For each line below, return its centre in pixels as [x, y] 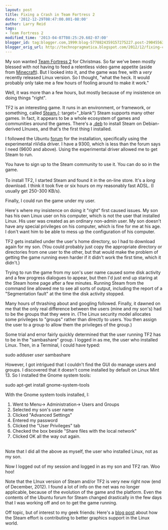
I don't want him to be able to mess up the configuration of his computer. [80, 232]
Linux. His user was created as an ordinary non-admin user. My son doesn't [83, 221]
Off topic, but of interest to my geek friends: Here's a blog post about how [81, 512]
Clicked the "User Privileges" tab [46, 425]
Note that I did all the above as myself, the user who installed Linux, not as [82, 451]
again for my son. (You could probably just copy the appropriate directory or [84, 247]
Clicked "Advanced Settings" [42, 415]
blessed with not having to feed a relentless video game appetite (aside [79, 67]
